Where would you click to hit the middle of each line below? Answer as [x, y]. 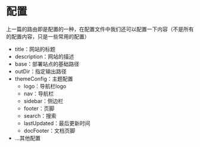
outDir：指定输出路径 [40, 71]
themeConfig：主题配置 [44, 79]
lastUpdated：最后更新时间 [57, 123]
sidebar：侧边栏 [43, 101]
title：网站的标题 [35, 49]
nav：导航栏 [39, 93]
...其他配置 [27, 138]
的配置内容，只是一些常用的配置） [48, 36]
